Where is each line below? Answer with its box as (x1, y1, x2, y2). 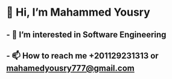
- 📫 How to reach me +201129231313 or (6, 51, 159, 61)
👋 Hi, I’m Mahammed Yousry (6, 5, 151, 19)
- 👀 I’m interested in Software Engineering (6, 30, 167, 40)
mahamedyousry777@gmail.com (6, 63, 135, 73)
